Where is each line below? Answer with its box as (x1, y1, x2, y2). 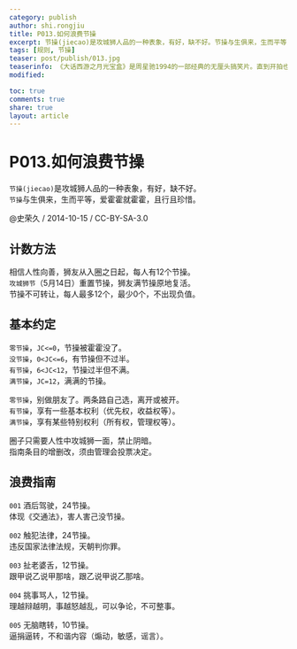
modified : (9, 71, 46, 80)
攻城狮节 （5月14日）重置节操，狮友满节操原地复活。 (9, 278, 196, 288)
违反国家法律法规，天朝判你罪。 (9, 541, 126, 552)
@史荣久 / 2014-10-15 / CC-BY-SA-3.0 (9, 213, 148, 224)
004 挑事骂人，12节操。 (9, 590, 94, 600)
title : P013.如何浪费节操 (9, 29, 97, 38)
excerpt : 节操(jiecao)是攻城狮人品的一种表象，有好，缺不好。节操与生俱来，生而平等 (9, 37, 287, 47)
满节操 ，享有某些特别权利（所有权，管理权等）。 (9, 416, 180, 427)
